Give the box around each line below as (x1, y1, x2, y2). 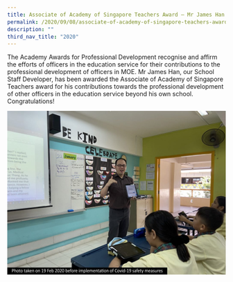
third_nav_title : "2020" (7, 33, 79, 40)
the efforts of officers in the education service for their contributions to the (7, 60, 221, 69)
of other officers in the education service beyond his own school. (7, 90, 193, 98)
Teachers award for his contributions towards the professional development (7, 82, 224, 91)
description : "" (7, 26, 54, 33)
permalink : (7, 18, 39, 26)
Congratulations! (7, 97, 55, 105)
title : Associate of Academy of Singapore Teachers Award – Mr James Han (7, 11, 225, 18)
